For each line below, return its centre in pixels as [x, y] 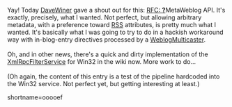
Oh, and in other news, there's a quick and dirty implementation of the [108, 54]
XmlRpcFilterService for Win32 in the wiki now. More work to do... [102, 61]
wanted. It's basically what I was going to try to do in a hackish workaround [116, 32]
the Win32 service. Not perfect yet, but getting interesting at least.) [103, 84]
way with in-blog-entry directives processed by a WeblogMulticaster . [107, 40]
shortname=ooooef [35, 97]
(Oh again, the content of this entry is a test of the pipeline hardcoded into [114, 76]
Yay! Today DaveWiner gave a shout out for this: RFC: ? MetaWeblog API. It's [116, 10]
